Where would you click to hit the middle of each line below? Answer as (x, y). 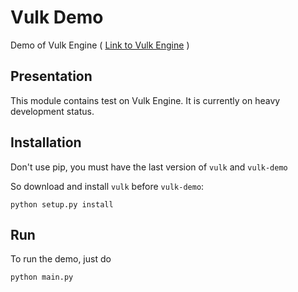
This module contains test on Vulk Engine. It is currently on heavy (145, 100)
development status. (52, 111)
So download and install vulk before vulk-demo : (107, 186)
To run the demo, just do (61, 259)
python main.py (42, 277)
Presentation (51, 76)
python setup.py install (62, 204)
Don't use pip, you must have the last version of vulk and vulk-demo (149, 167)
